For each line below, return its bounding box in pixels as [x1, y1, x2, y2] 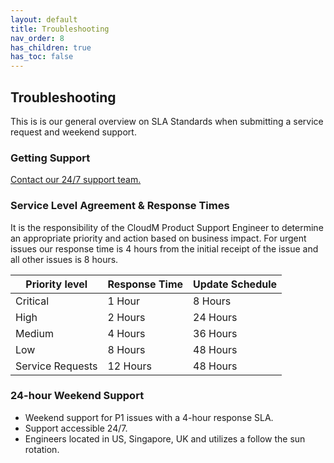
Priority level [25, 277, 88, 291]
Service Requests [15, 359, 98, 373]
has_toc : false [10, 52, 74, 62]
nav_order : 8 [10, 33, 65, 43]
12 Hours [107, 359, 152, 373]
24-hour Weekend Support [10, 389, 145, 403]
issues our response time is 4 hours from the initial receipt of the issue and [10, 242, 319, 255]
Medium [15, 326, 54, 340]
